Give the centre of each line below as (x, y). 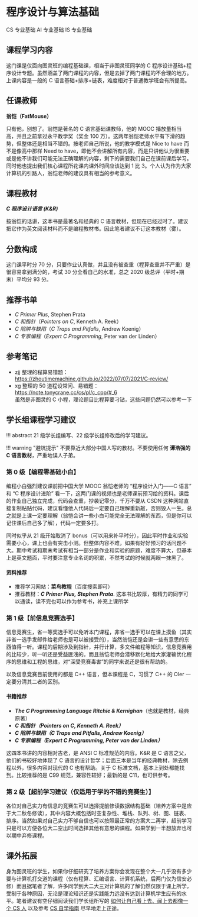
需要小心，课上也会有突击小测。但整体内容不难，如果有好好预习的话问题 (94, 543)
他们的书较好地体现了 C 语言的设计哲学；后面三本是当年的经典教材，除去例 (97, 760)
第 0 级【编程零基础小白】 (43, 472)
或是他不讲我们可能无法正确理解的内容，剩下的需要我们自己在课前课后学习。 (99, 158)
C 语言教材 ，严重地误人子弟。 (42, 455)
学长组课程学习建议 (41, 420)
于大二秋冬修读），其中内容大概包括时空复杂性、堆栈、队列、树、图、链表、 (98, 813)
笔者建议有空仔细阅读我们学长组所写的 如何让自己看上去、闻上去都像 (100, 900)
